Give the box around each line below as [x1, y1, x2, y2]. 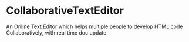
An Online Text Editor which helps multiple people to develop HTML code [6, 23, 183, 30]
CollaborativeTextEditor [6, 4, 124, 17]
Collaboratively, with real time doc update [6, 29, 107, 36]
